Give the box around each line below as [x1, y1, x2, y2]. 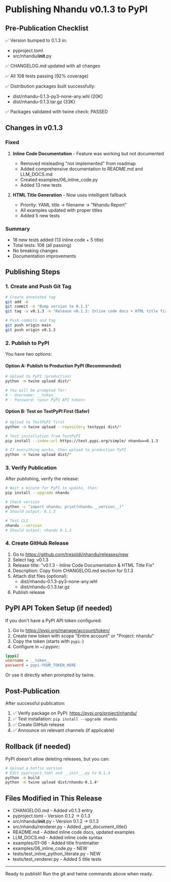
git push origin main [5, 323, 51, 328]
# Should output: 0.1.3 [5, 509, 56, 514]
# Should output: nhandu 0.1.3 [5, 528, 72, 533]
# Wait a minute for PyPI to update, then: [5, 486, 99, 491]
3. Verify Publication [5, 464, 57, 471]
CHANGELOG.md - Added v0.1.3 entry [12, 808, 93, 814]
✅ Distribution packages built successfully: [5, 83, 96, 89]
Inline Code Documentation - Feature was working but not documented [12, 150, 164, 156]
